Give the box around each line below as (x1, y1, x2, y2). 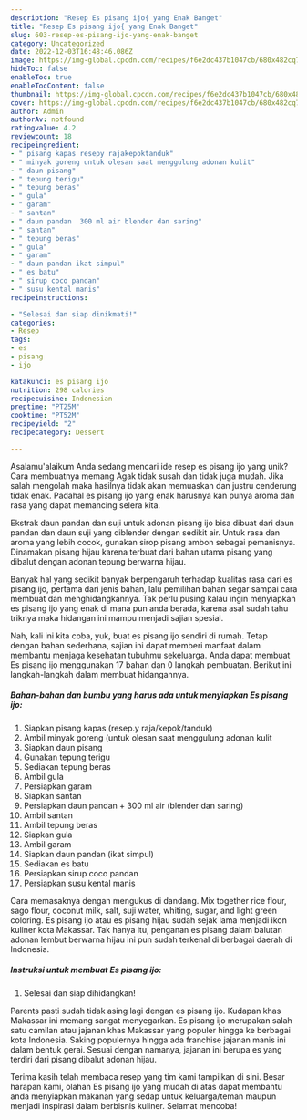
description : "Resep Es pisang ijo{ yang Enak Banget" (10, 13, 223, 23)
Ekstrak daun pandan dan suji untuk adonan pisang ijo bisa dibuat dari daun (10, 517, 295, 528)
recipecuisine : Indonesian (10, 394, 113, 403)
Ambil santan (23, 809, 74, 821)
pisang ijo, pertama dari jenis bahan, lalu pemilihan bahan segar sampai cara (10, 583, 298, 594)
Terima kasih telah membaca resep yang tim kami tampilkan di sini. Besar (10, 1071, 285, 1082)
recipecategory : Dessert (10, 428, 105, 437)
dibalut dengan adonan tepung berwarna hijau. (10, 555, 187, 566)
